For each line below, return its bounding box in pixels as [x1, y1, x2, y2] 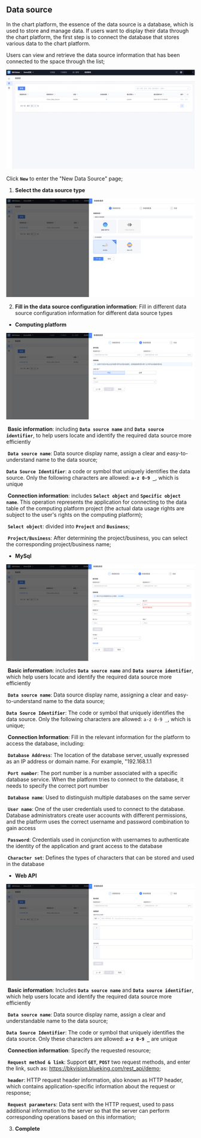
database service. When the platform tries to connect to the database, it [6, 776, 184, 783]
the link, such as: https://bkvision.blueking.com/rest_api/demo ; [6, 1064, 162, 1072]
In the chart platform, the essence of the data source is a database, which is [6, 20, 194, 28]
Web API [14, 872, 37, 879]
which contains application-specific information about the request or [6, 1082, 175, 1089]
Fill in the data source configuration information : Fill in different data [14, 303, 187, 310]
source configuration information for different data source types [14, 310, 173, 317]
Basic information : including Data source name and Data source [7, 425, 165, 433]
